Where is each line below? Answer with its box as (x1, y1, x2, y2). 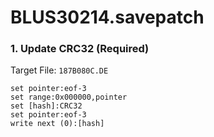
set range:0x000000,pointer (10, 92, 128, 103)
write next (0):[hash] (10, 119, 105, 129)
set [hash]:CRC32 (10, 101, 83, 111)
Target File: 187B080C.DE (10, 64, 109, 76)
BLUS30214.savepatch (10, 6, 205, 29)
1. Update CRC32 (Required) (10, 42, 150, 56)
